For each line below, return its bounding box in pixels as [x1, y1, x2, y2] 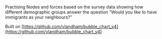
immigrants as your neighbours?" [5, 14, 73, 20]
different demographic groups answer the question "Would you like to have [5, 9, 157, 15]
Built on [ [5, 24, 24, 29]
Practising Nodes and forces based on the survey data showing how [5, 4, 143, 10]
